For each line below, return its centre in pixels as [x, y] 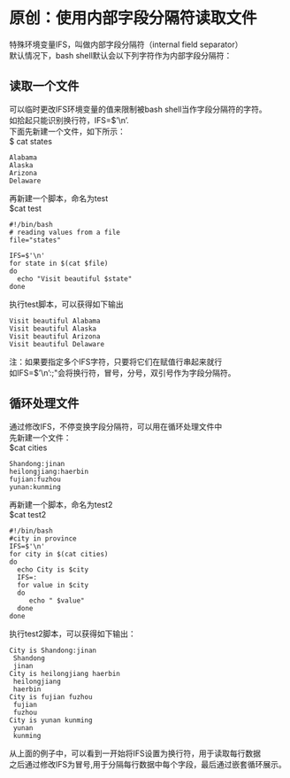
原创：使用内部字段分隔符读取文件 [134, 18]
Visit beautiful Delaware [57, 344]
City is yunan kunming [51, 720]
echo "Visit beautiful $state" [75, 279]
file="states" [35, 240]
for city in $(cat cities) [59, 554]
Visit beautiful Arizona [55, 336]
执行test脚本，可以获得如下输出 [66, 304]
